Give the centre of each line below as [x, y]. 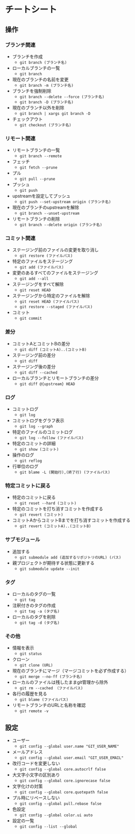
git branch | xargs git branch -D [55, 113]
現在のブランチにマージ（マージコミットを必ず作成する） [70, 671]
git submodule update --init [50, 569]
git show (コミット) [39, 449]
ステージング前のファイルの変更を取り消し [55, 250]
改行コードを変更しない [36, 764]
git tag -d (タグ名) [40, 623]
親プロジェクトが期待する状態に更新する [53, 563]
